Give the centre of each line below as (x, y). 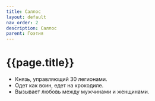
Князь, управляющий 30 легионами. (61, 79)
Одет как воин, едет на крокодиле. (59, 86)
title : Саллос (24, 12)
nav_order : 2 (22, 22)
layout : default (26, 17)
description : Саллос (32, 28)
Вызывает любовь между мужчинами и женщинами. (82, 92)
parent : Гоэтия (25, 34)
